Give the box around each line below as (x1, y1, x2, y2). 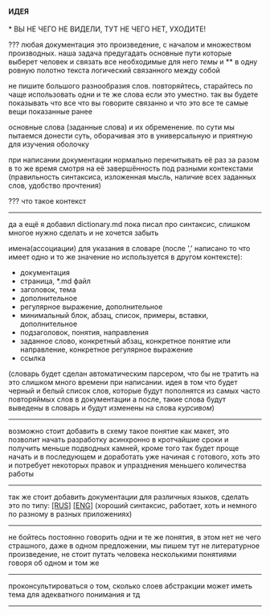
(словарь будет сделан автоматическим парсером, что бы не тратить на (8, 369, 260, 378)
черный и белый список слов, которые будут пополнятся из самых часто (8, 386, 261, 396)
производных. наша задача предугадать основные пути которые (8, 48, 232, 58)
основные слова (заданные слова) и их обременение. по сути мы (8, 122, 235, 132)
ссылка (19, 353, 46, 363)
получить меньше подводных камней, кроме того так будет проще (8, 444, 239, 453)
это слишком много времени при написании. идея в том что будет (8, 378, 238, 387)
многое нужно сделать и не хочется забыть (8, 228, 159, 237)
